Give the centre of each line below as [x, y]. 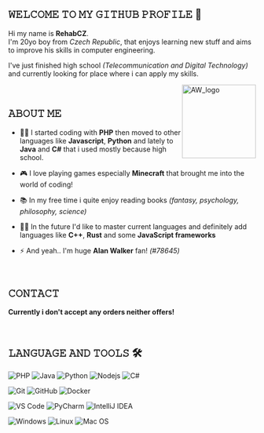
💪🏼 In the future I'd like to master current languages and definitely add [133, 226]
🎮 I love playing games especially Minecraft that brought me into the [132, 173]
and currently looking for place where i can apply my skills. [103, 73]
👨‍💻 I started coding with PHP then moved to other [100, 132]
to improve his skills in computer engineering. [82, 50]
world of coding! [46, 184]
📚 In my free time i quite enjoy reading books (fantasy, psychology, [129, 200]
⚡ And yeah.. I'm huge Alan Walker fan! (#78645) [100, 250]
